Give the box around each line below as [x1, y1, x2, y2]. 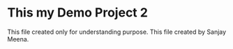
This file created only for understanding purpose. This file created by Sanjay [7, 28, 227, 36]
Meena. [7, 35, 29, 43]
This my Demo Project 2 [7, 5, 149, 21]
